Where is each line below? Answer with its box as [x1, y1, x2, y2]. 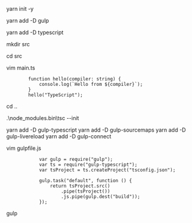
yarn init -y [6, 5, 34, 12]
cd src [6, 52, 23, 60]
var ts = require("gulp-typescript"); [38, 161, 138, 168]
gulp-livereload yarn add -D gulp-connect [6, 133, 112, 140]
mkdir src [6, 41, 30, 48]
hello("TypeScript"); [28, 92, 84, 98]
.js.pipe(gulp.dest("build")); [60, 194, 140, 200]
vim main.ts [6, 64, 35, 71]
